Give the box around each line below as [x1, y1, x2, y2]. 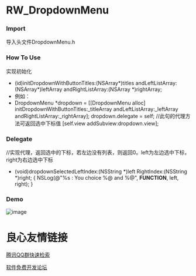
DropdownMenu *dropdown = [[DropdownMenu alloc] [14, 99, 146, 106]
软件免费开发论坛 [6, 264, 47, 271]
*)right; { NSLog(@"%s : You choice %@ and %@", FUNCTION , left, [14, 174, 179, 181]
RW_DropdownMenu [6, 4, 109, 17]
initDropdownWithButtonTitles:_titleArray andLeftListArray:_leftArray [14, 105, 178, 112]
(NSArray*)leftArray [14, 86, 63, 93]
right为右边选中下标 [6, 156, 54, 163]
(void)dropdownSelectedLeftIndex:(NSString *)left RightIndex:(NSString [14, 168, 187, 175]
